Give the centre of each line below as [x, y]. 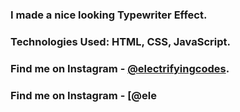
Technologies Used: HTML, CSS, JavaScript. [120, 41]
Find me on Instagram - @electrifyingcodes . [120, 68]
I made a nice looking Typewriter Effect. [109, 15]
